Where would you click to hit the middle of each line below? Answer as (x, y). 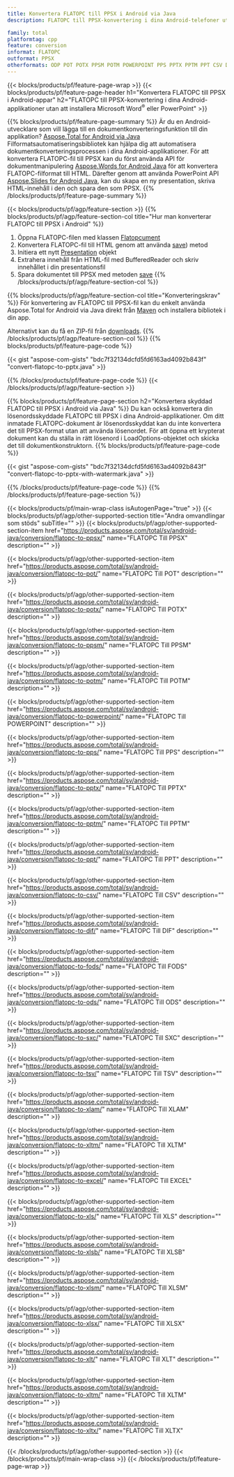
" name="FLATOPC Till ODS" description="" (162, 1002)
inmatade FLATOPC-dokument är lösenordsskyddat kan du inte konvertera (114, 424)
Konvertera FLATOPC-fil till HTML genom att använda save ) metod (112, 245)
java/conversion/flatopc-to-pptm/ (55, 823)
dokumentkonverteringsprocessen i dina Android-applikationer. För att (108, 151)
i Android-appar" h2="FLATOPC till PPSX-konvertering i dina (94, 100)
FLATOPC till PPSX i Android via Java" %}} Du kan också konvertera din (110, 409)
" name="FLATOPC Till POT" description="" (161, 574)
